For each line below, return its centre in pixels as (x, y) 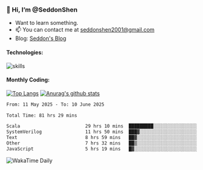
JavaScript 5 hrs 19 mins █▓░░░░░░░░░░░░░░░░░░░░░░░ (102, 149)
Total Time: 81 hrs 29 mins (42, 115)
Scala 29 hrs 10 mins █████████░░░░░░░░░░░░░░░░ (102, 126)
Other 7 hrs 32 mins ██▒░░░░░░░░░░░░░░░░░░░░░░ (102, 143)
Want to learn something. (46, 23)
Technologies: (25, 52)
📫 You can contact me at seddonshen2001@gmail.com (85, 30)
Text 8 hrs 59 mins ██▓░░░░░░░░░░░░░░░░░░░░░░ (102, 138)
